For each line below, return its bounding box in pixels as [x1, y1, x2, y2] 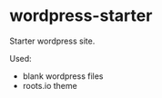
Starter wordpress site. [9, 35, 96, 46]
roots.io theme [22, 80, 77, 91]
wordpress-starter [9, 5, 153, 26]
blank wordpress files [22, 70, 104, 82]
